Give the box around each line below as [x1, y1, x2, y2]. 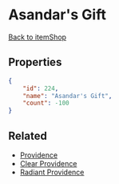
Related [8, 129, 48, 142]
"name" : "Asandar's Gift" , [22, 92, 113, 100]
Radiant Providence [19, 167, 85, 177]
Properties [8, 55, 62, 69]
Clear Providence [19, 158, 77, 168]
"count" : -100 [22, 99, 69, 108]
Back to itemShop [8, 32, 66, 42]
